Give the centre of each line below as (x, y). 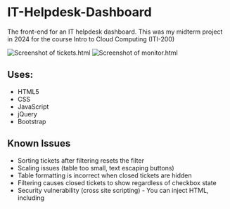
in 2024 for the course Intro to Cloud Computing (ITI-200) (91, 39)
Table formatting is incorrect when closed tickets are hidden (104, 175)
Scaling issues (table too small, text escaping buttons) (96, 168)
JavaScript (33, 107)
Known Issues (39, 143)
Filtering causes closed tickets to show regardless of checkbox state (117, 182)
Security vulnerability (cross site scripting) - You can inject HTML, (113, 190)
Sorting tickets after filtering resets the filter (81, 160)
